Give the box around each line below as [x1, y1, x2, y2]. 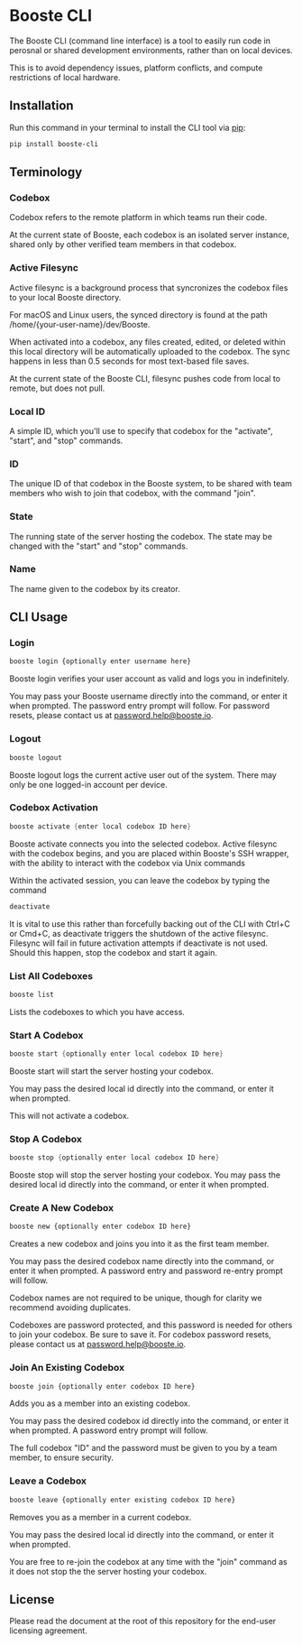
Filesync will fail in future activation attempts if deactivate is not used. [9, 938, 269, 948]
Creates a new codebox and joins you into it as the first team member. [9, 1238, 270, 1250]
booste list [9, 990, 54, 999]
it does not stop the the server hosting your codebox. [9, 1566, 207, 1576]
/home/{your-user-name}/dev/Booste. [9, 319, 151, 329]
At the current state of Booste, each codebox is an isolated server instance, [9, 229, 290, 240]
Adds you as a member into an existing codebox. [9, 1398, 191, 1409]
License [9, 1592, 55, 1607]
